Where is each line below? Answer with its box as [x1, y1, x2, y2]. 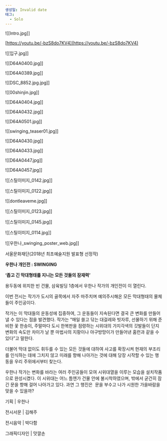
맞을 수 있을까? [5, 388, 34, 394]
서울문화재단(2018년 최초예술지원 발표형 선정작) [5, 251, 99, 257]
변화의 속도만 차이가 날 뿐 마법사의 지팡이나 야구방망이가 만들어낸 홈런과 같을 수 [5, 329, 160, 335]
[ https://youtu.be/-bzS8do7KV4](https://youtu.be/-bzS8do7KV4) [5, 40, 139, 46]
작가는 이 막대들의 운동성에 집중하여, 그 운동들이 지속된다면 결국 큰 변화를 [5, 310, 148, 316]
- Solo [9, 17, 23, 22]
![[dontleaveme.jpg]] [5, 198, 47, 204]
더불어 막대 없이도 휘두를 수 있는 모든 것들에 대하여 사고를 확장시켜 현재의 [5, 346, 148, 352]
